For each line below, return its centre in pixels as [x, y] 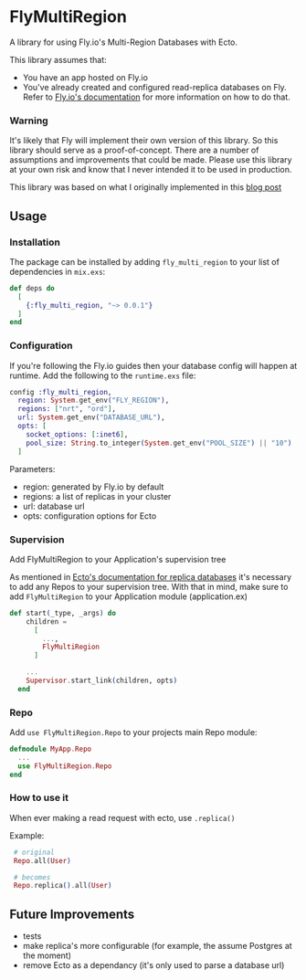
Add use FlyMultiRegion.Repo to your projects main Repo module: [133, 732]
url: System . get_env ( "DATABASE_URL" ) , [92, 417]
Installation [35, 242]
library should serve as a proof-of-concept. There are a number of [134, 150]
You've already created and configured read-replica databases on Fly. [155, 87]
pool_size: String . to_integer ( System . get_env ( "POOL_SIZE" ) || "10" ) [159, 443]
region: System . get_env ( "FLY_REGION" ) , [94, 400]
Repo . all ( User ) [42, 860]
